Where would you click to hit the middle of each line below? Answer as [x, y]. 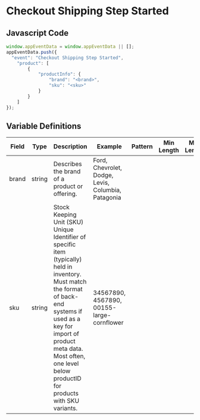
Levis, [101, 183]
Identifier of [70, 237]
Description [70, 147]
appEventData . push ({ [32, 52]
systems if [68, 312]
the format [68, 289]
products [66, 393]
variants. [65, 408]
